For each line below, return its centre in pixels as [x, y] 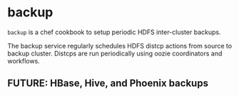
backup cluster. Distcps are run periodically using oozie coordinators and [115, 53]
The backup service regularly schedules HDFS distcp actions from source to [120, 46]
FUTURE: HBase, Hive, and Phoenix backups [108, 84]
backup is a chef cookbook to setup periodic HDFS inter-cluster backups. [114, 32]
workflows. [24, 60]
